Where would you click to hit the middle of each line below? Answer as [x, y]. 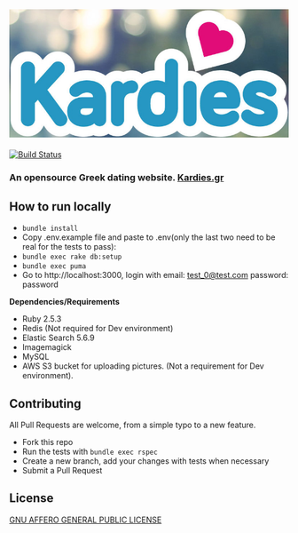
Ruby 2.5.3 [42, 319]
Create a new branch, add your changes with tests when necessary [145, 461]
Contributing [45, 404]
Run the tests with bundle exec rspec [90, 452]
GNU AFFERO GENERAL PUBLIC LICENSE [86, 520]
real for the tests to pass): [69, 247]
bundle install [50, 229]
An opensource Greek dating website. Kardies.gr [117, 178]
